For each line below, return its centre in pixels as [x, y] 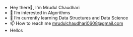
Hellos [16, 30]
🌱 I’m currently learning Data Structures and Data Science [69, 18]
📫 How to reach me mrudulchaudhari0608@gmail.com [66, 23]
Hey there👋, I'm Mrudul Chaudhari [45, 8]
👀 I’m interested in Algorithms [40, 13]
